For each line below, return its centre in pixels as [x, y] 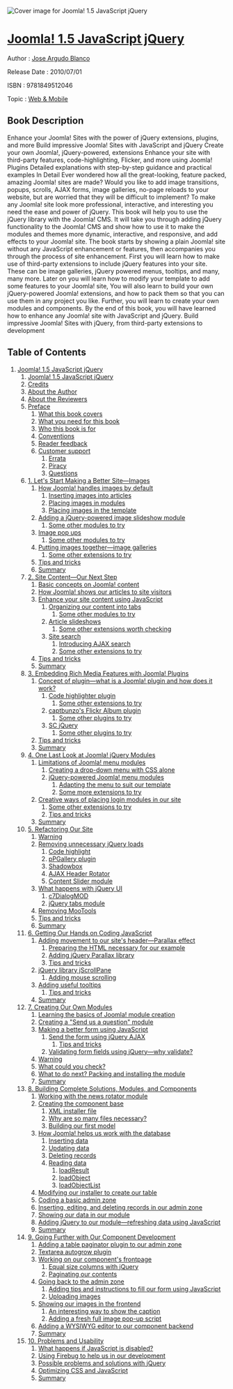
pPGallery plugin [72, 859]
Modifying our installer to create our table [98, 1192]
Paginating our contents [83, 1274]
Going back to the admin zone [81, 1282]
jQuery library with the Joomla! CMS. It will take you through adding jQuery [114, 219]
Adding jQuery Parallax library [91, 955]
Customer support [64, 451]
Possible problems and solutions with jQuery [102, 1363]
